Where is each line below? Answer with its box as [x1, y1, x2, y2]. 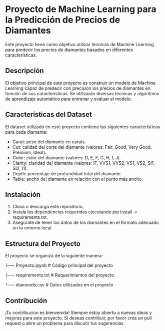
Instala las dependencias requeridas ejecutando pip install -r [12, 209, 137, 215]
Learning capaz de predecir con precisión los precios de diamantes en [5, 85, 151, 91]
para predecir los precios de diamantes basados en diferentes [5, 47, 133, 53]
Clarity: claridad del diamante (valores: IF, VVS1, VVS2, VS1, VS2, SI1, [12, 160, 155, 166]
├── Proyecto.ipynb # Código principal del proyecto [5, 262, 113, 268]
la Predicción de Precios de [5, 14, 120, 26]
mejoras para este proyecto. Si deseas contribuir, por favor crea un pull [5, 315, 152, 321]
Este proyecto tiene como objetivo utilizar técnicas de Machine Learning [5, 41, 154, 47]
